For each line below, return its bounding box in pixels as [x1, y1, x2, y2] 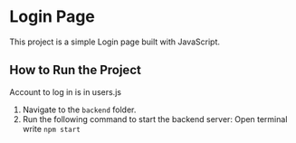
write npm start [22, 123, 81, 134]
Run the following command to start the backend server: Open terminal [22, 113, 288, 124]
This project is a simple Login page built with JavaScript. [9, 36, 220, 47]
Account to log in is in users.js [9, 86, 122, 97]
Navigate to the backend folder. [22, 104, 137, 115]
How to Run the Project [9, 62, 142, 78]
